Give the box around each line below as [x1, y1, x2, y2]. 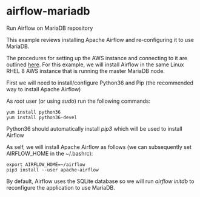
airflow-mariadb [6, 4, 90, 18]
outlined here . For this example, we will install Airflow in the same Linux [6, 61, 184, 68]
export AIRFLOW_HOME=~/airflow [6, 161, 85, 168]
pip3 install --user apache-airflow [6, 167, 99, 173]
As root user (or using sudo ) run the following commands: [6, 97, 151, 105]
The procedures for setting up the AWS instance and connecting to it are [6, 54, 188, 61]
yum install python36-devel [6, 114, 78, 120]
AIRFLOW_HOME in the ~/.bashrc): [6, 150, 93, 157]
